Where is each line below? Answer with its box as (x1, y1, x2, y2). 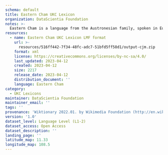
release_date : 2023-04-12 (14, 72, 68, 77)
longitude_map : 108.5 (5, 142, 50, 147)
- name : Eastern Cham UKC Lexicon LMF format (9, 35, 106, 40)
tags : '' (5, 105, 23, 110)
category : (5, 86, 26, 91)
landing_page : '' (5, 133, 41, 138)
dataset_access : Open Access (5, 123, 66, 128)
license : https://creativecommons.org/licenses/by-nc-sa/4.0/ (14, 53, 146, 59)
